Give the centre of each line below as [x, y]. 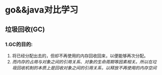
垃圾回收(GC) [25, 29]
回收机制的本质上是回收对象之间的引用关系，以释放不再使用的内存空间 [86, 68]
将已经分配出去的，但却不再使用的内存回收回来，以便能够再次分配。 [80, 56]
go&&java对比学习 [42, 10]
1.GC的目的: [19, 44]
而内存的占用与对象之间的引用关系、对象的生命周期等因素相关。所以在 [82, 61]
